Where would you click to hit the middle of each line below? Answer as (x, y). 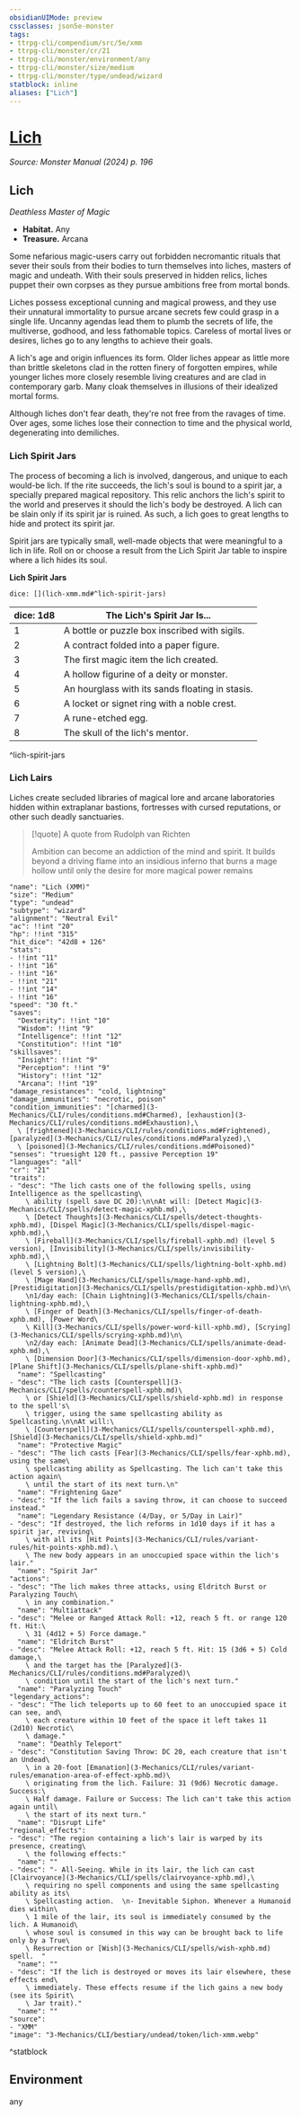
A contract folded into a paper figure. (142, 645)
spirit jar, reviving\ (52, 1532)
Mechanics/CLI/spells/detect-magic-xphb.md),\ (98, 1209)
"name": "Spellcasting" (62, 1374)
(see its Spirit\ (42, 1996)
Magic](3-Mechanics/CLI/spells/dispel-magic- (168, 1225)
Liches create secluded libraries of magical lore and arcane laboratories (142, 797)
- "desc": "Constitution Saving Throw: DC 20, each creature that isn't (148, 1752)
